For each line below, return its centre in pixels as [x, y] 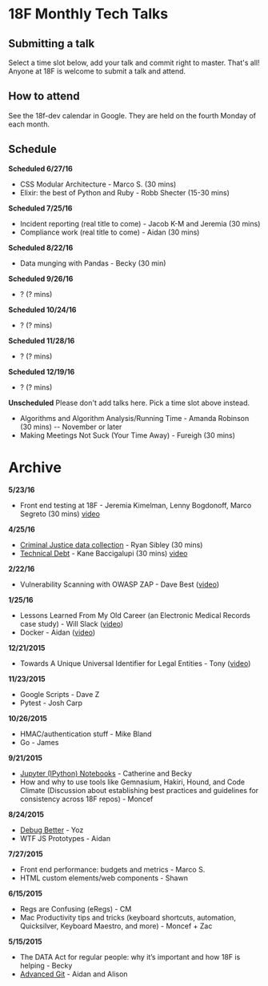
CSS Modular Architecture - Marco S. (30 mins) [98, 184]
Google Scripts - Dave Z [60, 694]
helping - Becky [46, 965]
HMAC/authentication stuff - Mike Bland [86, 734]
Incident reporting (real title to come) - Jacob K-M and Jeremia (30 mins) [140, 223]
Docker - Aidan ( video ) [58, 632]
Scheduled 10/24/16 [42, 310]
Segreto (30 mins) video [60, 514]
